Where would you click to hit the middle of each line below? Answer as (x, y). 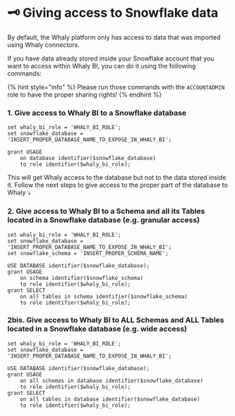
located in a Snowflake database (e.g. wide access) (97, 329)
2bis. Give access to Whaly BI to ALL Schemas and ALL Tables (116, 320)
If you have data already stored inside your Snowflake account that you (111, 58)
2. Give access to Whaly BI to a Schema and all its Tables (106, 212)
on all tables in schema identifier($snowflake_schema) (104, 296)
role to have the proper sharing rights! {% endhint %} (85, 94)
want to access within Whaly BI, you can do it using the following (102, 66)
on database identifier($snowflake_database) (88, 159)
